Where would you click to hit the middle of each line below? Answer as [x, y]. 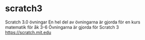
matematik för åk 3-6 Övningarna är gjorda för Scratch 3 [62, 27]
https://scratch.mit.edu [28, 32]
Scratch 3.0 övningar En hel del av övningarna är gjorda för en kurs [73, 22]
